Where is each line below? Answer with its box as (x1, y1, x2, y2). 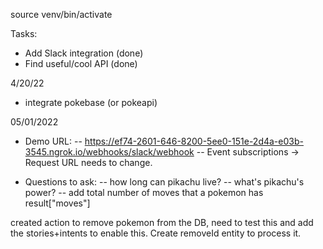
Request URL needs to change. (24, 157, 153, 168)
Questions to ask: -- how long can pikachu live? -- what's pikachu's (24, 176, 305, 188)
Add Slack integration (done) (24, 47, 144, 59)
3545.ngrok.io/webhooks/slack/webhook (24, 146, 195, 158)
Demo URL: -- (24, 135, 83, 147)
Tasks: (10, 28, 38, 39)
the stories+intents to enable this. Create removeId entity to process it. (10, 227, 302, 239)
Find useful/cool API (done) (24, 58, 138, 69)
